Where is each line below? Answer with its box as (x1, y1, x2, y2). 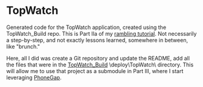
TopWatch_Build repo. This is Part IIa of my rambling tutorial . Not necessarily (6, 30, 197, 37)
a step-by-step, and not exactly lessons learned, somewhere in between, (6, 36, 188, 43)
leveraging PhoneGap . (6, 74, 62, 81)
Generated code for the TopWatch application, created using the (6, 24, 167, 31)
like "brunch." (6, 43, 40, 50)
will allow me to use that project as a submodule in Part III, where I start (6, 67, 184, 74)
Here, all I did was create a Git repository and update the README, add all (6, 54, 190, 62)
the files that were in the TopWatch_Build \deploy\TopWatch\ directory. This (6, 61, 194, 68)
